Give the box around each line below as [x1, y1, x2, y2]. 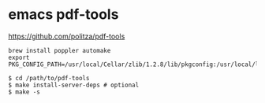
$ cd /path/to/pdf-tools [8, 74, 90, 82]
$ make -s [8, 88, 41, 96]
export [8, 53, 30, 61]
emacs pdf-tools [8, 6, 119, 24]
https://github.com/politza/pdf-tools [8, 31, 125, 41]
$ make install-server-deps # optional [8, 81, 140, 89]
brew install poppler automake [8, 46, 111, 54]
